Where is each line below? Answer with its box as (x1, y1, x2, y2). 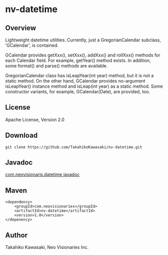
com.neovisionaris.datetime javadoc (5, 171, 80, 177)
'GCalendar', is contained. (5, 42, 59, 48)
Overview (5, 24, 37, 32)
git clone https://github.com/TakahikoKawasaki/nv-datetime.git (5, 145, 142, 150)
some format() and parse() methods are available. (5, 63, 108, 69)
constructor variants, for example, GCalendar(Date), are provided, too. (5, 89, 150, 94)
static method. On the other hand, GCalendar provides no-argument (5, 78, 145, 84)
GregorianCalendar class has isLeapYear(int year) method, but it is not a (5, 73, 154, 79)
